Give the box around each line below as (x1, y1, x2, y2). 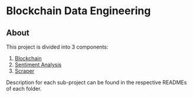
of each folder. (6, 85, 42, 92)
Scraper (14, 67, 34, 75)
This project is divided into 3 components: (6, 43, 109, 50)
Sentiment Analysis (14, 61, 62, 68)
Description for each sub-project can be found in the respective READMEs (6, 79, 187, 86)
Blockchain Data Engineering (6, 4, 151, 18)
